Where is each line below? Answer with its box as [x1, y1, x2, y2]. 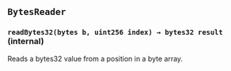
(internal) [7, 35, 44, 47]
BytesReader [7, 6, 66, 18]
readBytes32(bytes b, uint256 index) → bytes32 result [7, 28, 223, 37]
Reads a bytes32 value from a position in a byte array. [7, 54, 184, 63]
